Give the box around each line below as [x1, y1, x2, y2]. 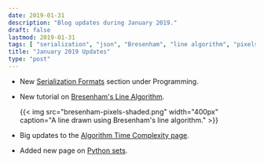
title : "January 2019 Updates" [8, 48, 111, 56]
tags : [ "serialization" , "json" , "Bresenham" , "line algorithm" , [8, 41, 230, 49]
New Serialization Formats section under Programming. [19, 76, 199, 86]
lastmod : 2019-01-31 [8, 33, 76, 42]
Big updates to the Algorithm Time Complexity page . [19, 130, 190, 139]
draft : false [8, 26, 51, 34]
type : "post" [8, 56, 51, 63]
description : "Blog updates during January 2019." [8, 19, 178, 27]
